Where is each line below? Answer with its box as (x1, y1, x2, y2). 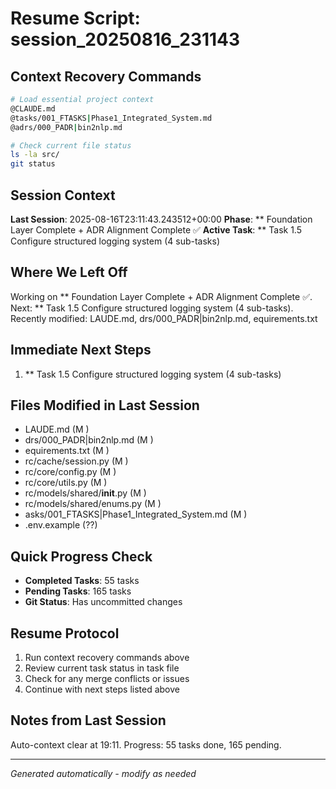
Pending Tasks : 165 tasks (24, 585, 132, 597)
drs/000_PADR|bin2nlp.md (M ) (24, 434, 154, 446)
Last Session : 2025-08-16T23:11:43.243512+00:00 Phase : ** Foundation (10, 213, 313, 225)
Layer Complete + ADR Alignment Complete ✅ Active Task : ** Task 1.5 (10, 223, 303, 236)
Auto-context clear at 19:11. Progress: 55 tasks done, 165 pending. (10, 738, 282, 751)
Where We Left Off (10, 264, 128, 281)
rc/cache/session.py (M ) (24, 455, 129, 467)
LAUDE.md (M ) (24, 423, 90, 436)
